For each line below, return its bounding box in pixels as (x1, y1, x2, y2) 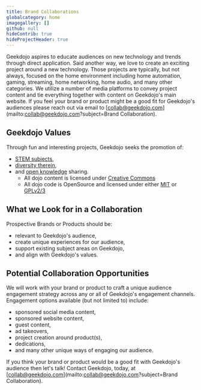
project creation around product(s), (14, 334, 103, 341)
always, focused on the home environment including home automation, (6, 72, 182, 79)
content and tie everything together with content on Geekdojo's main (6, 91, 177, 98)
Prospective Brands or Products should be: (6, 220, 113, 228)
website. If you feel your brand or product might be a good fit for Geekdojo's (6, 98, 195, 105)
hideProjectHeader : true (6, 37, 68, 43)
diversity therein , (14, 161, 57, 168)
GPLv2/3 (23, 187, 46, 194)
